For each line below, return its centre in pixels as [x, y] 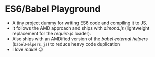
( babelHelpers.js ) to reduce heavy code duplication [66, 44]
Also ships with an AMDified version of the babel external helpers [80, 39]
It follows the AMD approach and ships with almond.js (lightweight [81, 28]
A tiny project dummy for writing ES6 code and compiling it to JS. [80, 23]
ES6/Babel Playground [53, 9]
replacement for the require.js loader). [51, 33]
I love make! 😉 [27, 49]
